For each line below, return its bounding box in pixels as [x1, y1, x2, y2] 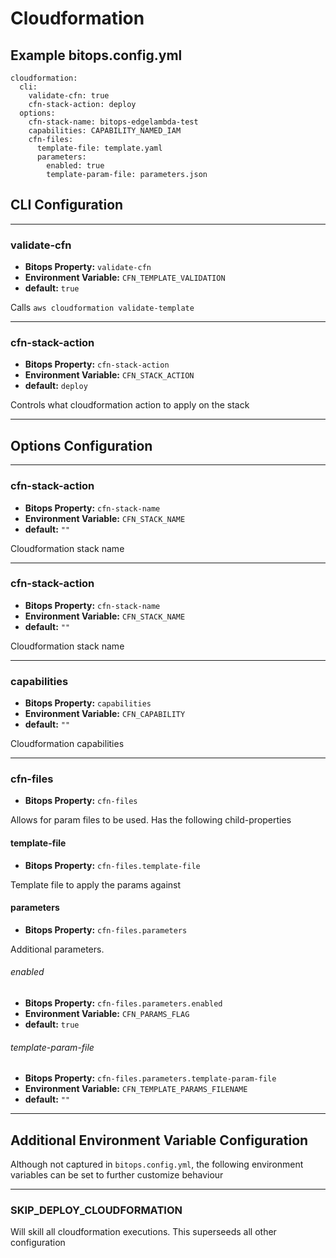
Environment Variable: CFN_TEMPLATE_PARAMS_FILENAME [24, 1083, 248, 1095]
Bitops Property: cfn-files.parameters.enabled [24, 997, 223, 1009]
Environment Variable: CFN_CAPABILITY [24, 708, 186, 720]
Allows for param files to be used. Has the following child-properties [10, 814, 292, 826]
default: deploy [24, 380, 88, 392]
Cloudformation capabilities [10, 738, 125, 750]
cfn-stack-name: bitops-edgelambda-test [28, 117, 199, 127]
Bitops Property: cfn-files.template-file [24, 859, 201, 871]
